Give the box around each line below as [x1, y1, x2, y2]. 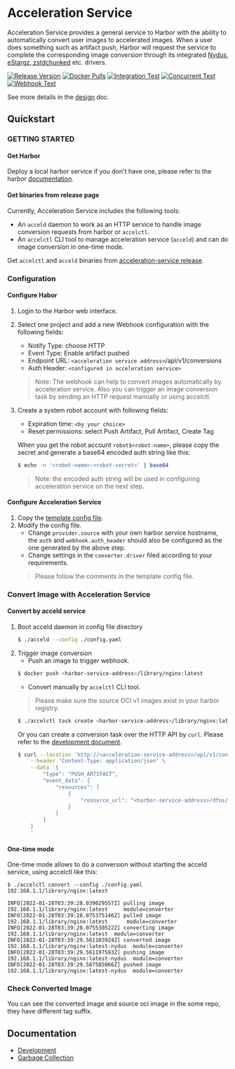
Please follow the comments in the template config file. [34, 571, 194, 581]
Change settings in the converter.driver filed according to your [27, 550, 213, 559]
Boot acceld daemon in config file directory [17, 622, 143, 630]
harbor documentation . [7, 174, 74, 183]
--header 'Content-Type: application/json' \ [30, 758, 166, 765]
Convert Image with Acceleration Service [7, 589, 151, 599]
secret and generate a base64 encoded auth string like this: [17, 448, 191, 456]
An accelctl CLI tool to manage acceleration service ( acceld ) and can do [17, 235, 229, 243]
